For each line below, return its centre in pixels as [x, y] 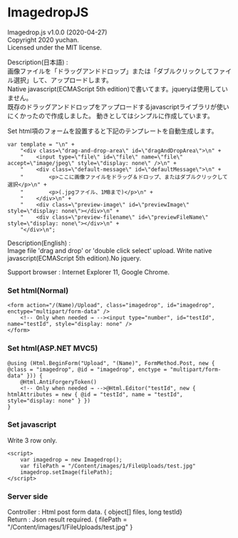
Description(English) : [39, 243]
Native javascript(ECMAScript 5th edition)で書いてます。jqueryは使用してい [118, 89]
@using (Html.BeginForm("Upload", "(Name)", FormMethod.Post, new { [111, 363]
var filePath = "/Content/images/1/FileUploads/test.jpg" [108, 466]
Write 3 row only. [32, 440]
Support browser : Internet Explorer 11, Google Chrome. [88, 272]
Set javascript [32, 424]
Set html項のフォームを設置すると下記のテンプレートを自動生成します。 [113, 131]
